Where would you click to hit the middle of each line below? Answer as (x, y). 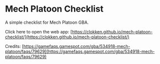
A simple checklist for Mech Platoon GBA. (47, 22)
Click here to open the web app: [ (39, 32)
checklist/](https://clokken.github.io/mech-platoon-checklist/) (67, 37)
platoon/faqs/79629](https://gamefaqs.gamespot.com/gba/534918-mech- (80, 51)
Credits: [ (14, 46)
